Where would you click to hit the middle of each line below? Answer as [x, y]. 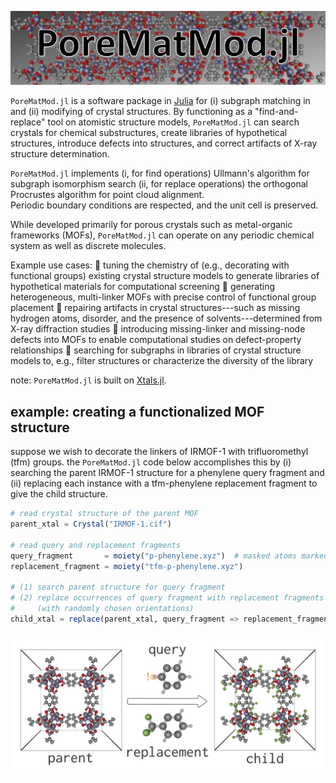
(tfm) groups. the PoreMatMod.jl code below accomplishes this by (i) [151, 462]
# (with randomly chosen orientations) [102, 609]
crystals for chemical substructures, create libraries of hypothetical [149, 133]
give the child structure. [59, 494]
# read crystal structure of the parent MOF [104, 514]
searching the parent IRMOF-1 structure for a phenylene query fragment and [167, 473]
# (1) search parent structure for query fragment [118, 587]
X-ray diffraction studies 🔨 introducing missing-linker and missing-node [158, 329]
